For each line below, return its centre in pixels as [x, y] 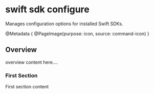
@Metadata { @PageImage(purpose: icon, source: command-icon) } [77, 33]
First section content [27, 87]
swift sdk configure [47, 10]
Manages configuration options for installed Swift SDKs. [64, 24]
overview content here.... [31, 62]
